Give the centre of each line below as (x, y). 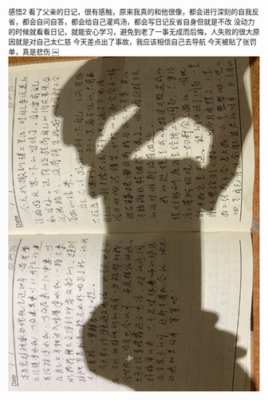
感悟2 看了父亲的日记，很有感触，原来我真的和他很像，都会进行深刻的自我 (130, 12)
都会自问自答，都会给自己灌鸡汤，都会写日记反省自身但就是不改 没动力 (138, 22)
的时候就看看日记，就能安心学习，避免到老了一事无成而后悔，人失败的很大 (130, 32)
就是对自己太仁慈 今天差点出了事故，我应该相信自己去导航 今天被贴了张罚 (136, 42)
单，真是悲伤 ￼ (34, 52)
